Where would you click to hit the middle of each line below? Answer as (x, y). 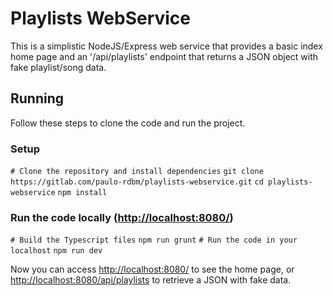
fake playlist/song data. (58, 67)
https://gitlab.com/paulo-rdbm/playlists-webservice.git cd (137, 182)
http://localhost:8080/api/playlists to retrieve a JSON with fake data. (151, 280)
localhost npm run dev (56, 251)
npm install (82, 193)
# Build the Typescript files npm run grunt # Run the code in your (154, 240)
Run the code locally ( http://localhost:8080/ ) (122, 217)
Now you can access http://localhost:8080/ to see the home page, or (152, 269)
